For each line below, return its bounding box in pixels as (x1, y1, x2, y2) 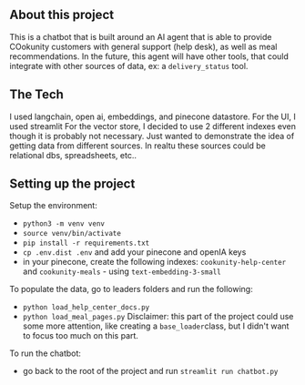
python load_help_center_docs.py (22, 303, 150, 312)
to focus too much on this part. (22, 330, 139, 341)
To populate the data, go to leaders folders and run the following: (9, 284, 253, 295)
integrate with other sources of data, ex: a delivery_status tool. (9, 60, 249, 71)
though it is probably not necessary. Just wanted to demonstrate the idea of (9, 130, 295, 141)
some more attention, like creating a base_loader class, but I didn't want (22, 320, 290, 331)
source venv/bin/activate (22, 229, 121, 238)
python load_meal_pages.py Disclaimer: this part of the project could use (22, 311, 294, 322)
